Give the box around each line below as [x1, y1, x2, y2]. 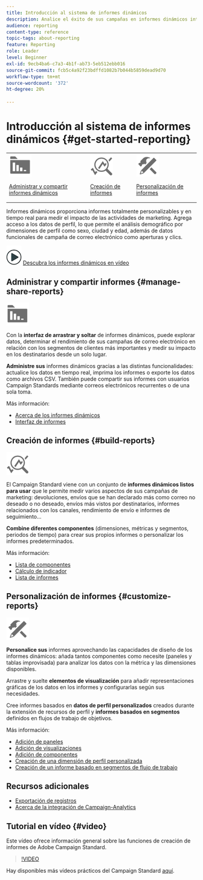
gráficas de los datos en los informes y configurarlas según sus [6, 683, 165, 691]
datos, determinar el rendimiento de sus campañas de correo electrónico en [6, 338, 196, 345]
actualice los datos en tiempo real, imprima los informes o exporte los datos [6, 369, 195, 376]
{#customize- [118, 591, 172, 602]
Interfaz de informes [14, 418, 66, 425]
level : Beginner [6, 54, 47, 61]
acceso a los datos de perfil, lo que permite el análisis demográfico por [6, 221, 183, 228]
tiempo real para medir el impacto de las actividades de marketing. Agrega [6, 214, 192, 222]
